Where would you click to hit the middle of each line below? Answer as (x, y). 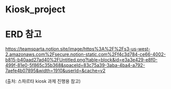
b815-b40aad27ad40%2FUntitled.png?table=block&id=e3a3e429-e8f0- (81, 60)
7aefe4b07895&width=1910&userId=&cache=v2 (55, 71)
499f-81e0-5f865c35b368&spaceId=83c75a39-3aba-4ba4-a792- (75, 65)
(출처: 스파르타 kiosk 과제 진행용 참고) (43, 81)
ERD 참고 (23, 35)
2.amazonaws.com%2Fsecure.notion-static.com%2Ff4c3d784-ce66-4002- (86, 54)
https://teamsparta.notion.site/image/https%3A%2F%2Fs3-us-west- (78, 49)
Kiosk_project (35, 9)
